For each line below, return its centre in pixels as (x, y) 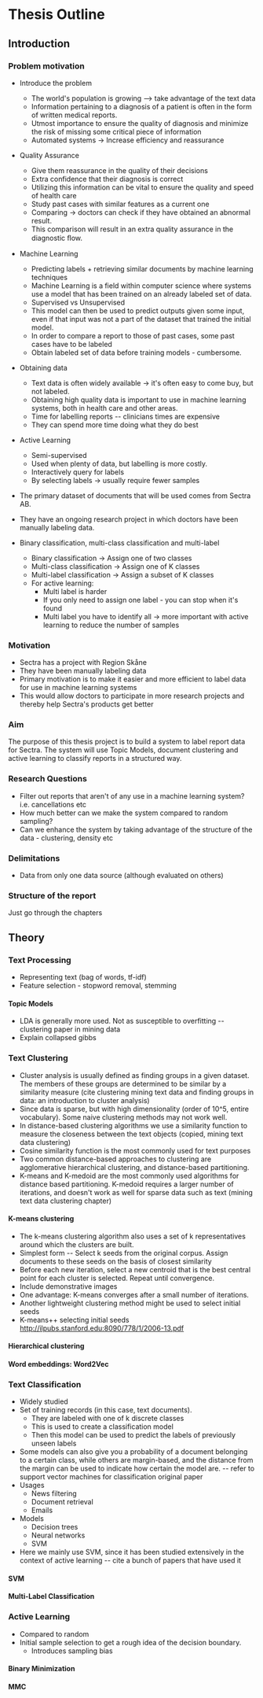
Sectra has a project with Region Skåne (83, 663)
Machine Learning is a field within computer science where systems (141, 286)
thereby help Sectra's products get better (86, 704)
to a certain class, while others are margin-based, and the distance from (136, 1460)
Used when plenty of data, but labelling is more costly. (119, 463)
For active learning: (62, 583)
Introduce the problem (56, 83)
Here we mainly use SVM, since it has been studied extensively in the (132, 1552)
